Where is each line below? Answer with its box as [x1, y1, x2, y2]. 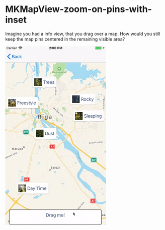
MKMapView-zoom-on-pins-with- [5, 4, 152, 15]
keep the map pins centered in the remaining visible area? [5, 36, 125, 42]
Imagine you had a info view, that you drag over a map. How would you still [5, 31, 160, 37]
